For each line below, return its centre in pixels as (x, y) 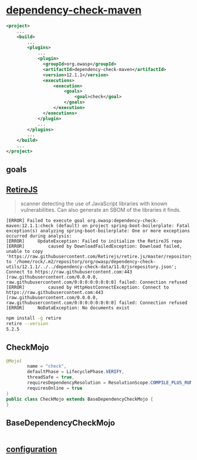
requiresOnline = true (55, 388)
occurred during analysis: (39, 236)
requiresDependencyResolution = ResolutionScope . (89, 383)
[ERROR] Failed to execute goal (45, 221)
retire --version (27, 324)
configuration (32, 449)
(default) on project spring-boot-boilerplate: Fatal (123, 226)
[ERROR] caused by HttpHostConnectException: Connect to (87, 287)
